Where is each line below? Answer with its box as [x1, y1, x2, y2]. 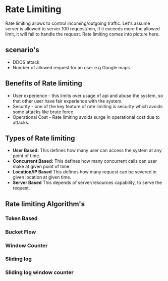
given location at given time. [12, 174, 72, 180]
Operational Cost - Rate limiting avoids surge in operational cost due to [12, 114, 160, 120]
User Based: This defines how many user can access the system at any [12, 148, 162, 154]
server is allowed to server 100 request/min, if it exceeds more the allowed [5, 25, 160, 31]
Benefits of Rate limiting [5, 79, 82, 88]
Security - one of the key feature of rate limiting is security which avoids [12, 103, 163, 109]
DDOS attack [12, 59, 40, 65]
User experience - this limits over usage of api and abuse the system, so [12, 92, 163, 99]
